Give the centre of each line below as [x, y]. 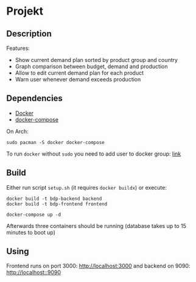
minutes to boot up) [31, 232]
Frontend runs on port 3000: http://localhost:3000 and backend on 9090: [98, 266]
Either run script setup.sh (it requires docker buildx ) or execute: [87, 187]
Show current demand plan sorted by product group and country [96, 60]
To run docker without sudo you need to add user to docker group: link [94, 154]
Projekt [25, 11]
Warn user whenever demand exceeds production [78, 79]
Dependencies [34, 98]
